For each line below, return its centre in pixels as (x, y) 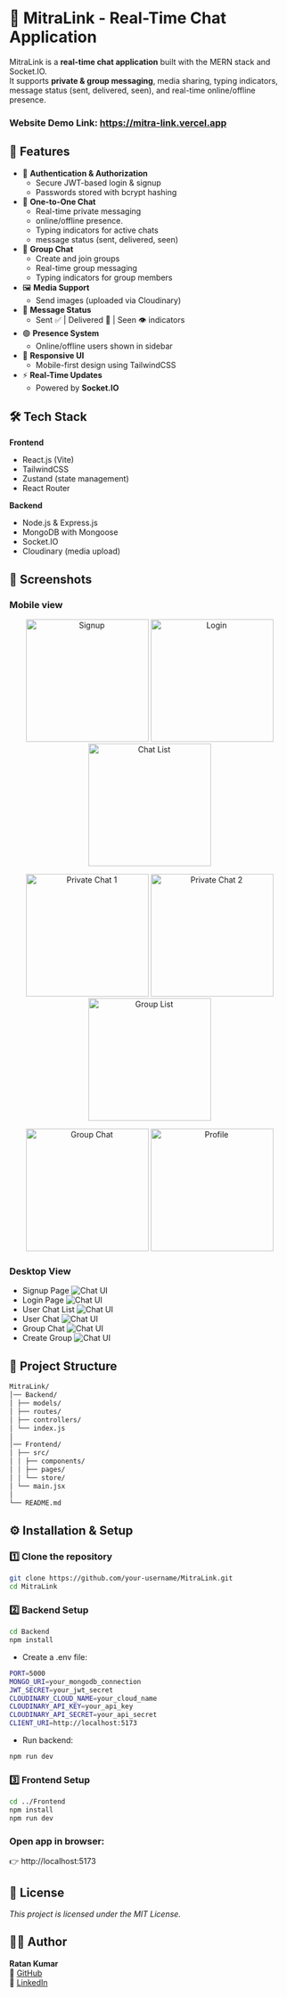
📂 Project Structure (63, 1366)
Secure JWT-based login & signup (98, 183)
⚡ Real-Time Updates (62, 374)
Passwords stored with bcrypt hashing (106, 192)
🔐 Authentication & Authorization (85, 173)
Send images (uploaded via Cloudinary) (108, 300)
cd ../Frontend (37, 1802)
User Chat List (49, 1310)
